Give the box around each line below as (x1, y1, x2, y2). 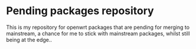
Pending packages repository (6, 4, 155, 18)
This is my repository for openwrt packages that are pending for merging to (6, 24, 190, 31)
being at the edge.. (6, 36, 52, 43)
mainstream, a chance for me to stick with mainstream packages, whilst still (6, 30, 190, 37)
